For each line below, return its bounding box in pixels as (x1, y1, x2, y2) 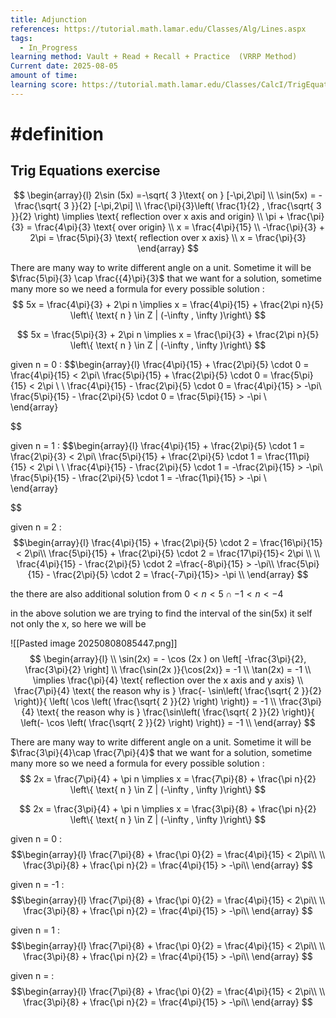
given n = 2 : (10, 521, 62, 533)
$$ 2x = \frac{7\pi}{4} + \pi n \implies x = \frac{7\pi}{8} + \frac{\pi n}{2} (19, 772, 317, 785)
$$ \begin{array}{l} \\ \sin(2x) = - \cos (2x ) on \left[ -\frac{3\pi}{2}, (29, 652, 307, 665)
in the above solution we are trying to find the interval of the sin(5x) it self (10, 607, 313, 619)
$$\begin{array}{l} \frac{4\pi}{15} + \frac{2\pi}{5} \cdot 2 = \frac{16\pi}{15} (13, 536, 323, 548)
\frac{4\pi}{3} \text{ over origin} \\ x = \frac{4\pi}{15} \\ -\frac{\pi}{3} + (34, 221, 325, 233)
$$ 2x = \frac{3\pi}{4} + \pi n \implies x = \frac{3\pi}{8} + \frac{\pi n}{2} (19, 802, 317, 815)
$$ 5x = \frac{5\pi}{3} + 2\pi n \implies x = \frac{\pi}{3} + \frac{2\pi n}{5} (16, 328, 320, 340)
